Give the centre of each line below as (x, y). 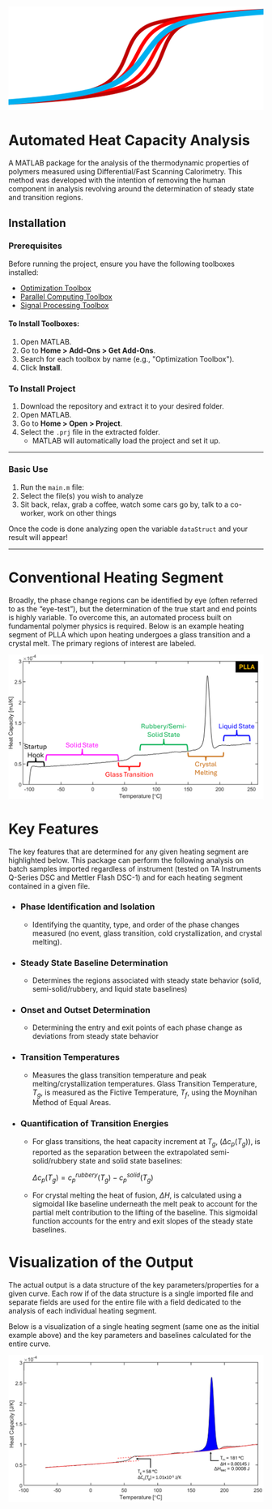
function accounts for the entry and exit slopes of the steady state (142, 1221)
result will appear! (38, 537)
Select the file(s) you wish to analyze (82, 495)
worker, (33, 512)
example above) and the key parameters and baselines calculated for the (130, 1335)
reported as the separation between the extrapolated (120, 1152)
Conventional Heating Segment (116, 577)
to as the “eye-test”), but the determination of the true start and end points (133, 609)
